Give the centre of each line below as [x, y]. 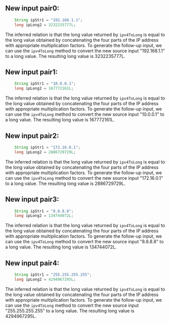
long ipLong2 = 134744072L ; [44, 216]
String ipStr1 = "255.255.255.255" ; [53, 275]
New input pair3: [32, 199]
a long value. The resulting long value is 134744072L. [61, 247]
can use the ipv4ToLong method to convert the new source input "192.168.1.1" [85, 51]
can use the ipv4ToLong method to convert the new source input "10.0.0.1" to [85, 114]
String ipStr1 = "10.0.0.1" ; [45, 84]
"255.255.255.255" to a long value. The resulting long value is [70, 311]
